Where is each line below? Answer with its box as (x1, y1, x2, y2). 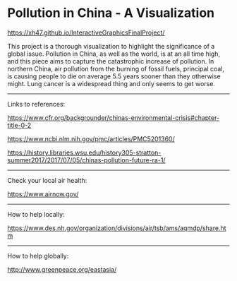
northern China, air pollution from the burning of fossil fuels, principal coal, (7, 64, 224, 73)
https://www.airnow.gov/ (7, 189, 79, 198)
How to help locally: (7, 210, 65, 218)
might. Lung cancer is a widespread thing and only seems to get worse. (7, 79, 215, 88)
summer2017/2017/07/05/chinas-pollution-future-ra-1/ (7, 155, 166, 164)
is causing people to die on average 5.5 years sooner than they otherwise (7, 72, 221, 80)
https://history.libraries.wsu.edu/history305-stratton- (7, 148, 162, 157)
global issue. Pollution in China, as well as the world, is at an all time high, (7, 49, 221, 58)
